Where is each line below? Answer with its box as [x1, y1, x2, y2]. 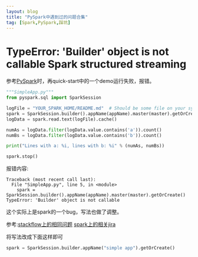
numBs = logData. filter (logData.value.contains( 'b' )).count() [6, 132, 162, 138]
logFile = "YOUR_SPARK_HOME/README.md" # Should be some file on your [6, 105, 186, 112]
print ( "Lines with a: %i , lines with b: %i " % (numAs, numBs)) [6, 143, 165, 149]
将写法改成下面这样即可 [6, 233, 63, 241]
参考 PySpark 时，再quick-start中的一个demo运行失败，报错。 [6, 78, 155, 85]
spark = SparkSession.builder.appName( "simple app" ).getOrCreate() [6, 245, 176, 251]
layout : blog [6, 8, 38, 15]
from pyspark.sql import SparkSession [6, 95, 101, 101]
